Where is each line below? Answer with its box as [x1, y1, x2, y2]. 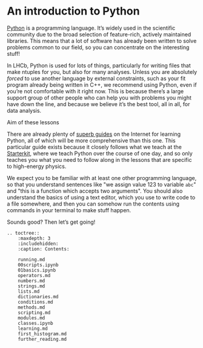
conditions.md [18, 299, 53, 305]
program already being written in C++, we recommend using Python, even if [7, 81, 197, 89]
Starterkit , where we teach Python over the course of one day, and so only [7, 150, 193, 157]
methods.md [18, 304, 45, 310]
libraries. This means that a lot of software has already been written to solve [7, 37, 197, 44]
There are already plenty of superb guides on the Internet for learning [7, 130, 181, 138]
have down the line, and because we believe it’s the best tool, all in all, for [7, 100, 190, 107]
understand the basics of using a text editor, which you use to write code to [7, 193, 196, 201]
